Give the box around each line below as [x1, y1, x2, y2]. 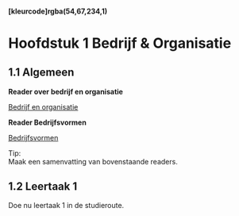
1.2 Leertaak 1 [8, 179, 78, 193]
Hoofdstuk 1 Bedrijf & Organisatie [8, 34, 232, 52]
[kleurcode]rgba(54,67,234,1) [8, 6, 108, 16]
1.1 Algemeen [8, 66, 75, 79]
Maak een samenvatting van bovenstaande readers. [8, 156, 179, 166]
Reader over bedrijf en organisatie [8, 87, 123, 96]
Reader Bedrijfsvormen [8, 118, 87, 127]
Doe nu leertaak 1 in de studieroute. [8, 201, 125, 210]
